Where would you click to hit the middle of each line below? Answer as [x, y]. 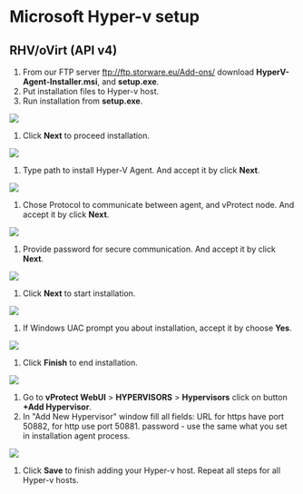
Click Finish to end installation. [80, 362]
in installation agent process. [76, 436]
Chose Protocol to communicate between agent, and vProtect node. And [158, 205]
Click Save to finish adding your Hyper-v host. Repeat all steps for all [151, 470]
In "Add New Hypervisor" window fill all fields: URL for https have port [153, 416]
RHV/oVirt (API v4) [64, 50]
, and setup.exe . [128, 82]
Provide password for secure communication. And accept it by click [149, 249]
